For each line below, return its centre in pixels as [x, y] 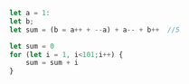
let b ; [22, 21]
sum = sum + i [52, 63]
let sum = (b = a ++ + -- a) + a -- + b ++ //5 [94, 30]
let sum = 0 [32, 46]
